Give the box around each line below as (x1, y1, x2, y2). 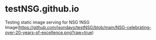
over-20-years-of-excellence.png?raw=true (5, 29, 93, 35)
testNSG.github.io (5, 3, 79, 14)
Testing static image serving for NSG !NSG (5, 19, 90, 25)
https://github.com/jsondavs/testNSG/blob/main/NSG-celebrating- (18, 24, 152, 30)
